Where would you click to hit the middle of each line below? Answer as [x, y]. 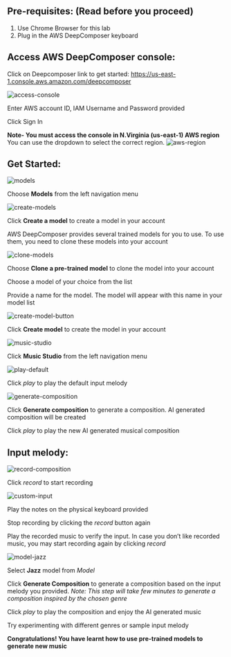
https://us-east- [153, 74]
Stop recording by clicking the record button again [79, 523]
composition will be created [47, 417]
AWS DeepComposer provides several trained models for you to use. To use [116, 234]
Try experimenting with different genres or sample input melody [98, 625]
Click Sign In [25, 121]
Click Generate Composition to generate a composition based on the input [114, 584]
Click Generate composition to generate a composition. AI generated [106, 410]
